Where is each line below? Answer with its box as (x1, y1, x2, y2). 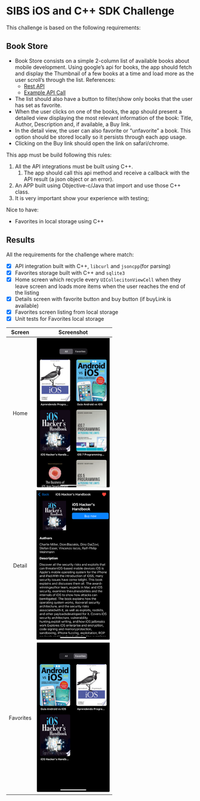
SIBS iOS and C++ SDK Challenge (6, 4, 175, 18)
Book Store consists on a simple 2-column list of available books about (14, 57, 190, 64)
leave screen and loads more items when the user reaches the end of (14, 283, 186, 290)
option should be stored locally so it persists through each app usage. (14, 133, 187, 140)
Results (6, 235, 35, 245)
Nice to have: (6, 206, 39, 213)
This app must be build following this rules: (6, 151, 112, 158)
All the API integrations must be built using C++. (14, 162, 133, 170)
